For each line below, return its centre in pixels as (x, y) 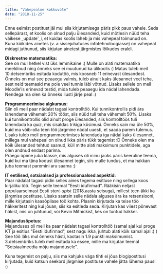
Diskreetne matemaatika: (31, 58)
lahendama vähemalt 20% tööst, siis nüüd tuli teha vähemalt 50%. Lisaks (78, 114)
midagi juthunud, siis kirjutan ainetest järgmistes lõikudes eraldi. (69, 49)
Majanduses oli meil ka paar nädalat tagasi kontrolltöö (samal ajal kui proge (80, 226)
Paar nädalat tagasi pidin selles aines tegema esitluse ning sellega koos (77, 180)
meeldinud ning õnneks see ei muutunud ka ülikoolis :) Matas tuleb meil (77, 68)
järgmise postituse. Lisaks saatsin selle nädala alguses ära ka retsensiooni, (80, 196)
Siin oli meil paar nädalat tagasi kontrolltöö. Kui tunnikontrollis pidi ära (74, 109)
